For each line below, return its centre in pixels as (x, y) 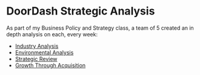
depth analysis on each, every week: (52, 34)
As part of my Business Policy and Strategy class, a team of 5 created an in (100, 28)
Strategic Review (36, 59)
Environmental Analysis (44, 52)
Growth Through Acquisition (50, 65)
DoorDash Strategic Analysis (81, 11)
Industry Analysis (37, 46)
